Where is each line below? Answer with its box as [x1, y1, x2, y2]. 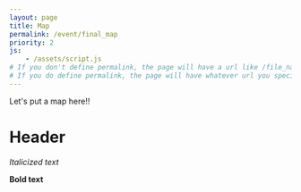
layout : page [9, 13, 58, 22]
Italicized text [9, 156, 60, 167]
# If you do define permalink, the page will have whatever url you [9, 71, 271, 80]
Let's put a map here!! [9, 96, 90, 106]
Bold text [9, 173, 44, 184]
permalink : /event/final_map [9, 29, 118, 38]
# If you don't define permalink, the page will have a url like [9, 63, 258, 72]
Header [9, 127, 65, 147]
